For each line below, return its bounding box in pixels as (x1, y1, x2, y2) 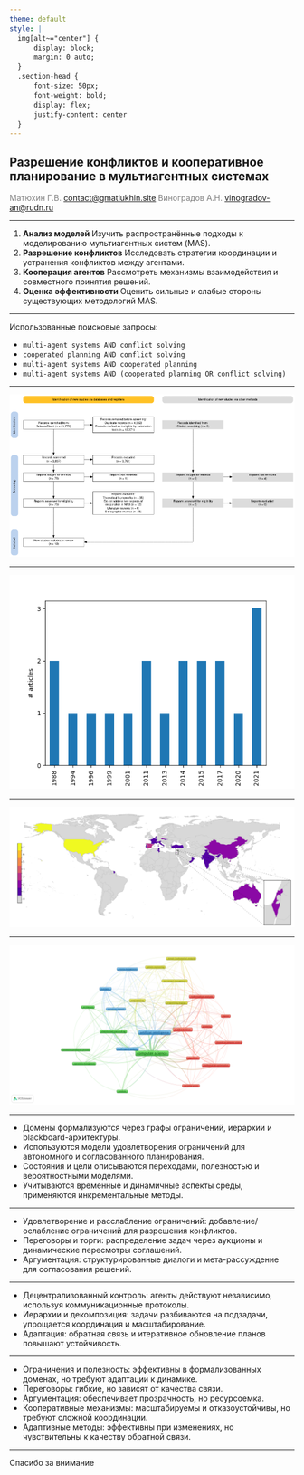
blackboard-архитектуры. (22, 1132, 120, 1143)
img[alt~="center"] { (17, 34, 100, 43)
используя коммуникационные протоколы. (22, 1299, 190, 1310)
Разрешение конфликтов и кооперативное (9, 154, 264, 169)
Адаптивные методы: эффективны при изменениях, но (22, 1422, 234, 1432)
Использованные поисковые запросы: (9, 321, 158, 332)
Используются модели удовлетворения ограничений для (22, 1142, 246, 1153)
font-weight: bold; (33, 91, 107, 100)
